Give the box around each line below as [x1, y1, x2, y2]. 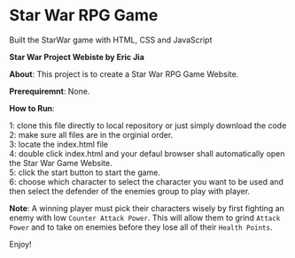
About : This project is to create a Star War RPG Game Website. [9, 68, 239, 80]
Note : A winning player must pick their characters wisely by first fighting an [9, 202, 285, 213]
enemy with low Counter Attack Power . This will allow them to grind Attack [9, 212, 281, 223]
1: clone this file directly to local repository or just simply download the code [9, 120, 287, 131]
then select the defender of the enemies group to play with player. [9, 186, 251, 196]
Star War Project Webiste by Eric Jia [9, 51, 144, 62]
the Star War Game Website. [9, 157, 113, 168]
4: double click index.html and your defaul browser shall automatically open [9, 148, 285, 159]
